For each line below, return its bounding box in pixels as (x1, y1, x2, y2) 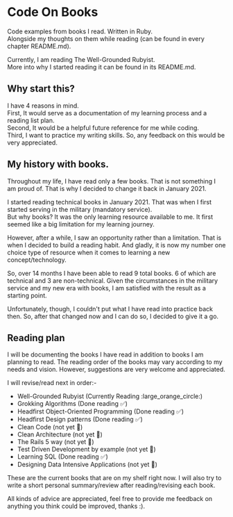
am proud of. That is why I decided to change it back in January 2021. (7, 184, 207, 192)
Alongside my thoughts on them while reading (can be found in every (7, 34, 205, 42)
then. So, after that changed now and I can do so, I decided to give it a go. (7, 312, 219, 320)
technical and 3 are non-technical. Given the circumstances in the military (7, 276, 218, 285)
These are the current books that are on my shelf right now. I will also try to (7, 474, 222, 482)
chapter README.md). (7, 42, 71, 50)
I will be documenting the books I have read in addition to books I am (7, 350, 204, 359)
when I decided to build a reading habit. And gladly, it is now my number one (7, 240, 226, 249)
